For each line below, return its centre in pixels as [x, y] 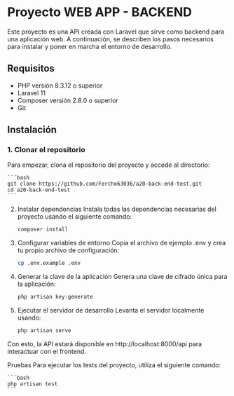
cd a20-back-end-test [39, 190]
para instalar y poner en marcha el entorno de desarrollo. [90, 46]
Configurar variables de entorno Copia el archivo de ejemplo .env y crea [122, 243]
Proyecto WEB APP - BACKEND [100, 12]
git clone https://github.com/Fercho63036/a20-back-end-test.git [104, 184]
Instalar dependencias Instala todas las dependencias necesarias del [117, 209]
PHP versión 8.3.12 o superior [60, 86]
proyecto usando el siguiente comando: [75, 217]
